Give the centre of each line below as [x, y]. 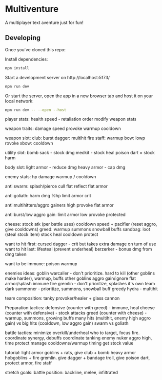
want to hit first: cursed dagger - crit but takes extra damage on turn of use [81, 244]
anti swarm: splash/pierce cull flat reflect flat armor [57, 186]
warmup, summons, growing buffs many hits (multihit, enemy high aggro [78, 318]
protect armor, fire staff [29, 363]
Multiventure [32, 9]
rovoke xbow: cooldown [29, 143]
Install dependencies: [27, 59]
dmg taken [16, 254]
